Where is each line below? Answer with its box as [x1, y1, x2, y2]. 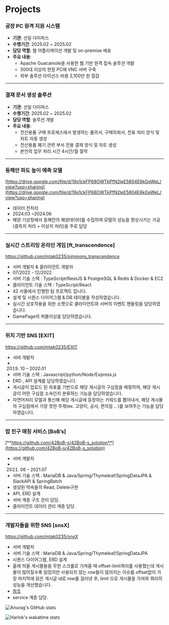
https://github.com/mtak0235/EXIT [5, 344, 78, 350]
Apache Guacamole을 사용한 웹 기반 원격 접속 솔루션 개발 [20, 60, 135, 66]
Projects [5, 4, 41, 15]
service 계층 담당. [12, 595, 48, 601]
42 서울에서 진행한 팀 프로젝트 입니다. [12, 288, 87, 294]
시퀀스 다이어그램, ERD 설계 [12, 557, 67, 563]
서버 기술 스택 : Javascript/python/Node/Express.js [12, 371, 117, 377]
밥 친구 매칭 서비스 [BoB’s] [5, 428, 66, 435]
